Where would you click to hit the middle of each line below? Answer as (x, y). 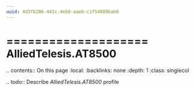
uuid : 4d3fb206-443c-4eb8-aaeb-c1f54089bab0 (63, 12)
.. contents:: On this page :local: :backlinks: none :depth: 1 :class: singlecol (98, 70)
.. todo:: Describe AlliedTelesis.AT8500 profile (63, 81)
